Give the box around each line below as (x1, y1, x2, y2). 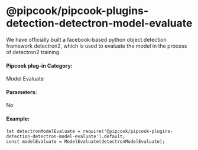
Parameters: (6, 88, 37, 95)
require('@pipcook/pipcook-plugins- (82, 128, 173, 134)
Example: (6, 115, 30, 122)
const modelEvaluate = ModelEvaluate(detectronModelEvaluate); (6, 138, 165, 145)
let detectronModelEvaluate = (6, 128, 81, 134)
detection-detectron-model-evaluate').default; (6, 134, 126, 139)
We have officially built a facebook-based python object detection (6, 36, 167, 43)
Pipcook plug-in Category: (6, 62, 73, 69)
